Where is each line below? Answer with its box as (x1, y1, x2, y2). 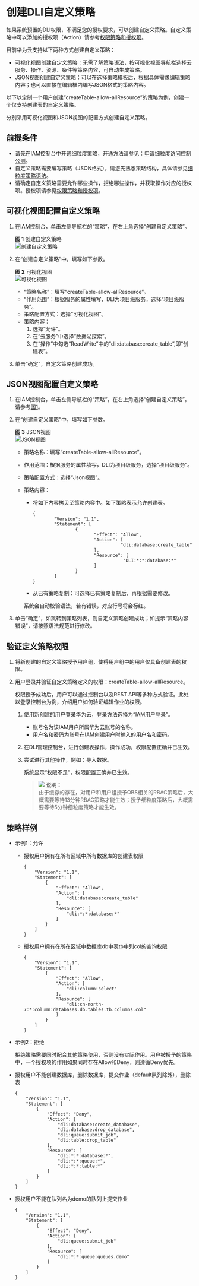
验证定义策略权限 (6, 641, 69, 651)
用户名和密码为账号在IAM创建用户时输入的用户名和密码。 (32, 731, 173, 738)
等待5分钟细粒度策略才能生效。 (43, 804, 120, 811)
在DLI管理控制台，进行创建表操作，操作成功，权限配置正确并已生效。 (23, 743, 194, 751)
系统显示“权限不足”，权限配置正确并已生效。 (23, 769, 132, 776)
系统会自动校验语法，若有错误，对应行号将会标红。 (23, 602, 149, 609)
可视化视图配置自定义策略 (6, 206, 100, 216)
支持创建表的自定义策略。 (16, 101, 79, 108)
